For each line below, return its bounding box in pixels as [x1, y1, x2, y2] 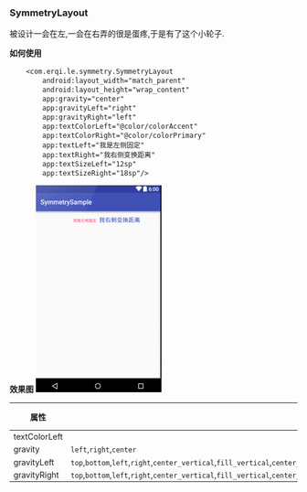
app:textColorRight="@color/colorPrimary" [42, 131, 206, 141]
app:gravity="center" [42, 94, 125, 104]
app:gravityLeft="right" [42, 103, 137, 113]
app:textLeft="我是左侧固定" [42, 141, 145, 150]
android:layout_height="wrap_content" [42, 85, 190, 95]
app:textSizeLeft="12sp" [42, 160, 137, 169]
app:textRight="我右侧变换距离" [42, 151, 156, 160]
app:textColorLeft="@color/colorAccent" [42, 122, 198, 132]
